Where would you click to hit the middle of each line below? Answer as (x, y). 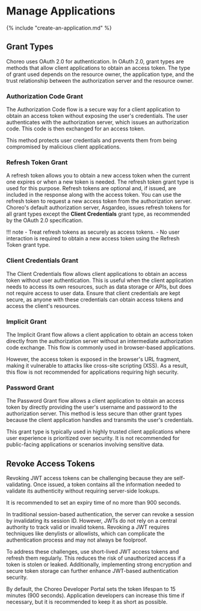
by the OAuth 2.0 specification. (45, 220)
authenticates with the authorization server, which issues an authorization (98, 123)
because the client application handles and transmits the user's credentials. (100, 420)
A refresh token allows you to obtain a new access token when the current (98, 176)
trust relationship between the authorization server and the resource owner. (100, 80)
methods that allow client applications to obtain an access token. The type (98, 68)
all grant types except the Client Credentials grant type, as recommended (98, 214)
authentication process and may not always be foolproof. (77, 540)
